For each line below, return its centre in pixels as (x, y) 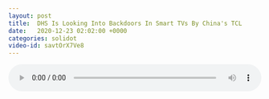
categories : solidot (43, 38)
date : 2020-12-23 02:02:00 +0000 (68, 31)
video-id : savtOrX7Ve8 (46, 46)
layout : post (30, 16)
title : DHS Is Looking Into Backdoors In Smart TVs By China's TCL (125, 23)
